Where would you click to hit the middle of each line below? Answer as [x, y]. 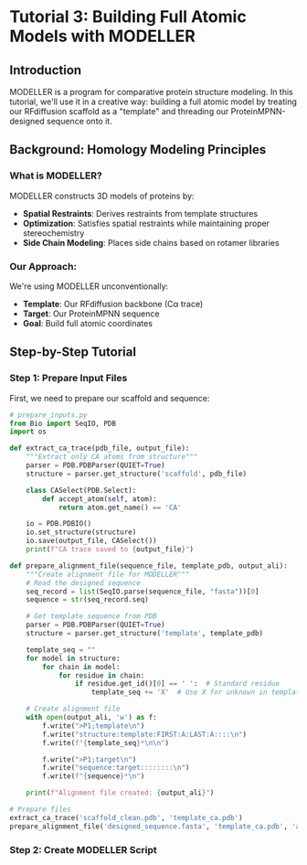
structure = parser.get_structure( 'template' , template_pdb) [144, 634]
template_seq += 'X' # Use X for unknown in [179, 692]
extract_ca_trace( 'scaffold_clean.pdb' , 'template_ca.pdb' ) [127, 817]
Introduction [46, 70]
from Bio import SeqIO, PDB [63, 423]
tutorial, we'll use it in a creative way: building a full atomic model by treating [153, 101]
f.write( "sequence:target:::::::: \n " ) [116, 768]
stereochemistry [53, 233]
